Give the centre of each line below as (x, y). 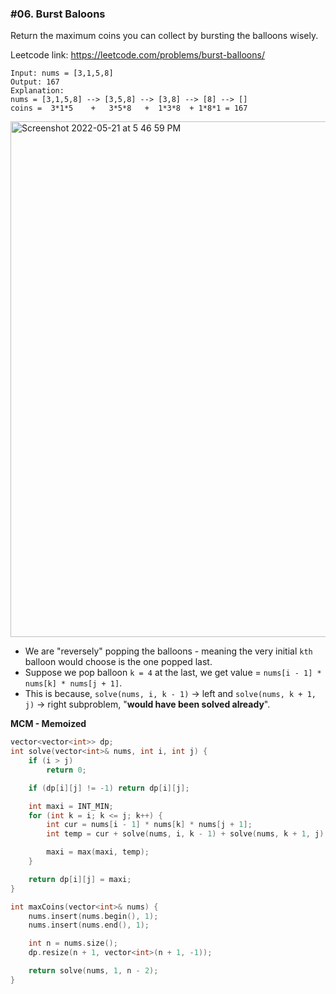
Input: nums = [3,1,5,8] (62, 73)
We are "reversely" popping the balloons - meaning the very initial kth (168, 651)
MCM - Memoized (48, 724)
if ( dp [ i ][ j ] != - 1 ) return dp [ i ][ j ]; (109, 788)
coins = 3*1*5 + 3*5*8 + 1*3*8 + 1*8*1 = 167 (129, 108)
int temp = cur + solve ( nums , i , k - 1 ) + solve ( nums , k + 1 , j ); (187, 834)
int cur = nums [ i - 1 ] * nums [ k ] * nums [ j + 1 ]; (149, 825)
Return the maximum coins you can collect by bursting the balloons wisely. (164, 36)
